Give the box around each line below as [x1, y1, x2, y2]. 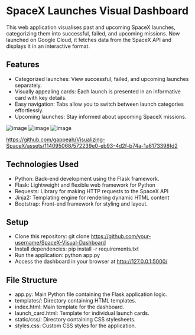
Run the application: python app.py [14, 252, 100, 259]
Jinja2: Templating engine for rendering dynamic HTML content [14, 194, 170, 201]
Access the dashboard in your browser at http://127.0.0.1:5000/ [14, 258, 168, 265]
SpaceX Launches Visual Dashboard [6, 4, 189, 18]
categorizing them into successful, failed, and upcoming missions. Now [6, 30, 180, 37]
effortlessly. [14, 106, 44, 113]
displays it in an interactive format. [6, 43, 90, 50]
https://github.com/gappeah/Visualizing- [6, 136, 105, 143]
